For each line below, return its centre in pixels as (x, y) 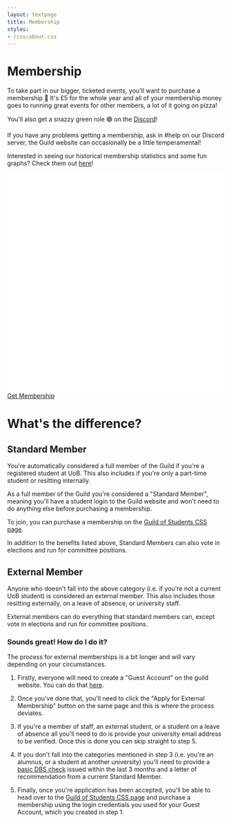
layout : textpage (32, 15)
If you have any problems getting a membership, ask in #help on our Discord (116, 136)
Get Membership (31, 396)
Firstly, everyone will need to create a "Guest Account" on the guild (113, 678)
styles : (18, 29)
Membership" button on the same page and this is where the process (115, 706)
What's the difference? (74, 424)
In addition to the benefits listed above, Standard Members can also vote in (114, 543)
